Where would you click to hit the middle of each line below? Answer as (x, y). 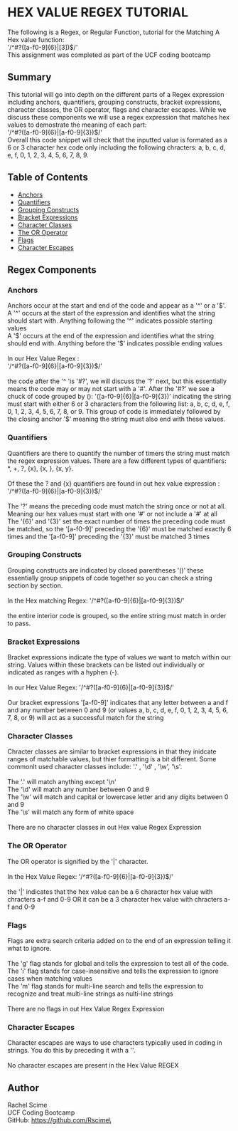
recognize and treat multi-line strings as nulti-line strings (90, 994)
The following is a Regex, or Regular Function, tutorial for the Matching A (114, 32)
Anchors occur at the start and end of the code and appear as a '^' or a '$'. (117, 306)
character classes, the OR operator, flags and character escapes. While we (117, 109)
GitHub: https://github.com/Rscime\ (59, 1120)
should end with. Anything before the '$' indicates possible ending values (115, 343)
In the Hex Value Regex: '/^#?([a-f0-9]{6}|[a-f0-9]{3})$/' (91, 876)
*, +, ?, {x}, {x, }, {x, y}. (40, 468)
